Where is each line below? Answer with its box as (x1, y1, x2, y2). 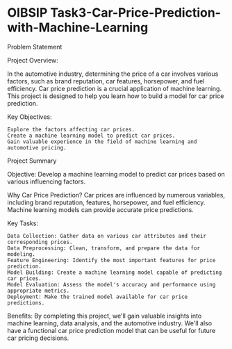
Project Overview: (7, 56, 59, 64)
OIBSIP (7, 5, 48, 21)
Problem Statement (7, 42, 63, 51)
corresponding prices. (7, 238, 73, 245)
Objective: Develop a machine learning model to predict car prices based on (7, 170, 226, 178)
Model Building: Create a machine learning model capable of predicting (7, 269, 222, 276)
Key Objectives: (7, 113, 52, 121)
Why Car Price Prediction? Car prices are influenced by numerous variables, (7, 190, 226, 199)
